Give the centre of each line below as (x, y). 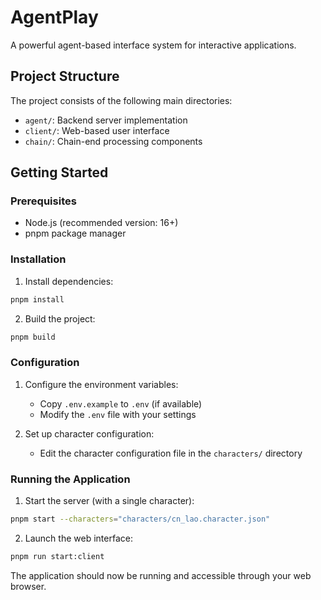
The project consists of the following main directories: (121, 100)
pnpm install (37, 299)
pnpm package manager (75, 233)
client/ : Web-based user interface (97, 130)
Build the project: (60, 318)
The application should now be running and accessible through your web (161, 575)
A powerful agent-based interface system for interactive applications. (153, 45)
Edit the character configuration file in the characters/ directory (171, 453)
